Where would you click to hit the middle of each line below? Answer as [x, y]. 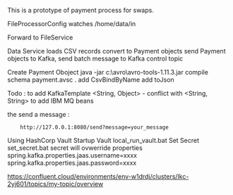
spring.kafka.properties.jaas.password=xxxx [72, 163]
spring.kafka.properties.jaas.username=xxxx [72, 155]
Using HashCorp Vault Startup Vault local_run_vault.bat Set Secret [103, 140]
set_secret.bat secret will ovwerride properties [75, 148]
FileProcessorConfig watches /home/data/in [72, 24]
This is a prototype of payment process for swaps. [80, 10]
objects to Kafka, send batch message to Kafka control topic [95, 58]
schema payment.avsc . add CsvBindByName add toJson [91, 80]
